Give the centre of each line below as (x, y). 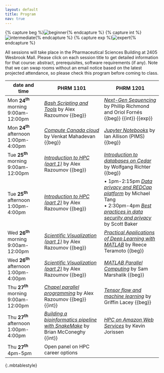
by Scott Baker (121, 224)
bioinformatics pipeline (71, 320)
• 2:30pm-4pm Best (128, 206)
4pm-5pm (20, 353)
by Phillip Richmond (127, 106)
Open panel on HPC (67, 346)
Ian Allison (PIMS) (124, 136)
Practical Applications (129, 232)
